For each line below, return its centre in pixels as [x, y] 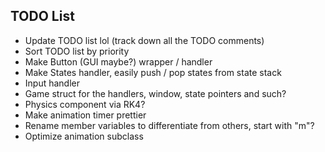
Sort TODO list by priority [77, 51]
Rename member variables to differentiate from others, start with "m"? [169, 125]
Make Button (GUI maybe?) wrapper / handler [118, 61]
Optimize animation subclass [84, 136]
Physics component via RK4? [85, 104]
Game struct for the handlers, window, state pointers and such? [155, 93]
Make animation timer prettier [85, 115]
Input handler [52, 83]
